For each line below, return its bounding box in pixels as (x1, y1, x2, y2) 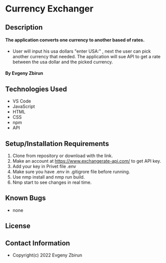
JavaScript (12, 103, 35, 109)
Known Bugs (5, 194, 46, 202)
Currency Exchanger (5, 3, 94, 15)
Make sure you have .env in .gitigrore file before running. (12, 169, 130, 175)
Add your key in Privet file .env (12, 164, 76, 169)
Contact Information (5, 239, 70, 247)
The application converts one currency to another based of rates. (5, 37, 145, 43)
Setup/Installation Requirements (5, 139, 109, 148)
